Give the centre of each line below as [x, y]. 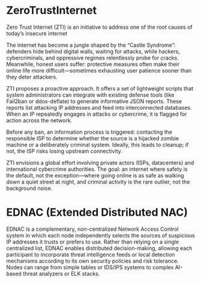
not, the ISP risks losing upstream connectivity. [64, 151]
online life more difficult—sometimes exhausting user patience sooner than [99, 70]
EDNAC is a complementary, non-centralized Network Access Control [92, 229]
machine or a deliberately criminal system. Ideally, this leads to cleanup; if [97, 144]
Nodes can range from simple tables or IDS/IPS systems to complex [90, 267]
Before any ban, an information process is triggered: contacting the [89, 132]
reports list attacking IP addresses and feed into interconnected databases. [99, 107]
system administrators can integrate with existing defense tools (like [90, 95]
